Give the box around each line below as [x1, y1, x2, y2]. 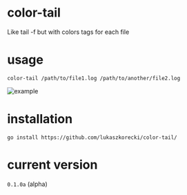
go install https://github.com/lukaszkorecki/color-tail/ [7, 133, 177, 141]
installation [7, 111, 73, 127]
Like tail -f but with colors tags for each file [7, 28, 130, 36]
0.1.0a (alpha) [7, 180, 48, 188]
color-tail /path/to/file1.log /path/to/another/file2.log [7, 75, 181, 82]
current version [7, 157, 98, 172]
